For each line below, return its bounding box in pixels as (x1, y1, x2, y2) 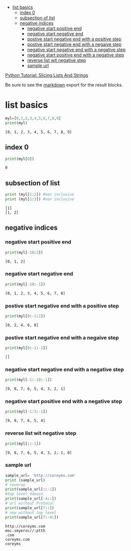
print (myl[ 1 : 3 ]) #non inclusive (5, 197, 74, 202)
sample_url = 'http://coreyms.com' (5, 473, 77, 478)
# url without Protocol (5, 501, 55, 506)
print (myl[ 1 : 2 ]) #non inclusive (5, 192, 74, 197)
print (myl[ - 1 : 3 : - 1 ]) (5, 409, 48, 414)
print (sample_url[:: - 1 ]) (5, 487, 57, 492)
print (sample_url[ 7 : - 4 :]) (5, 515, 59, 520)
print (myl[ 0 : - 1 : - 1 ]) (5, 345, 48, 351)
